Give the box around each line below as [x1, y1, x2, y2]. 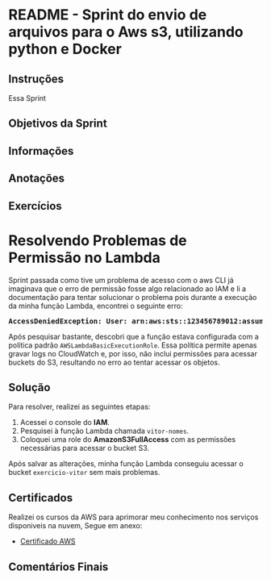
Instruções [8, 72, 65, 85]
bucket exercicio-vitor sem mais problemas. [8, 468, 161, 477]
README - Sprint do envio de [8, 6, 207, 24]
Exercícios [8, 199, 62, 213]
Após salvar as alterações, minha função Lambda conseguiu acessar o [8, 459, 244, 469]
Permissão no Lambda [8, 248, 161, 267]
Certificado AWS [19, 536, 76, 546]
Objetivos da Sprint [8, 117, 107, 131]
